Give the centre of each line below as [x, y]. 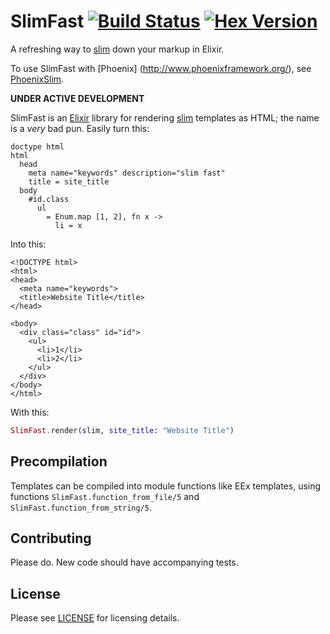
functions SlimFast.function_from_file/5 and [105, 496]
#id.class [49, 199]
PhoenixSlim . [37, 79]
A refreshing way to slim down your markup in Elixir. [117, 49]
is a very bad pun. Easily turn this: [80, 128]
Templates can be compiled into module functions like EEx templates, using [166, 486]
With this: [30, 412]
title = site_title [69, 181]
